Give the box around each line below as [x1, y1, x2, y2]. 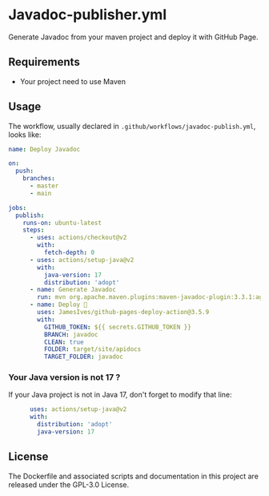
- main [29, 189, 52, 197]
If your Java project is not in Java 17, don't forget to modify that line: [8, 390, 232, 400]
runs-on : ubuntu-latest [22, 219, 102, 227]
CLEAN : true [43, 338, 84, 346]
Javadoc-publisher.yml [8, 6, 167, 24]
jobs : [8, 204, 26, 212]
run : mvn [37, 293, 66, 301]
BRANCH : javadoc [43, 330, 98, 338]
